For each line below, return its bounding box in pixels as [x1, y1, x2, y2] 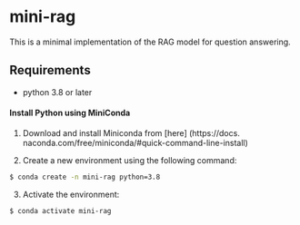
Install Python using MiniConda [9, 107, 131, 119]
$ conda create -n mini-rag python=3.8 [9, 172, 161, 181]
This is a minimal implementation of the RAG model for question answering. [9, 36, 291, 47]
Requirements [9, 63, 91, 78]
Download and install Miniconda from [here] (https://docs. [22, 127, 241, 138]
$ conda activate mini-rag [9, 206, 112, 215]
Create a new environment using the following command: [22, 154, 237, 165]
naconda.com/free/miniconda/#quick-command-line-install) [22, 137, 248, 148]
